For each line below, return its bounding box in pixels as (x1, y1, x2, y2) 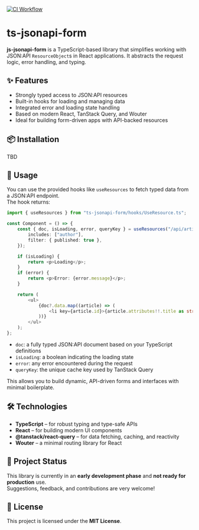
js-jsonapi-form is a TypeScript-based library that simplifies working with (6, 46, 187, 53)
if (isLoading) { (17, 253, 60, 259)
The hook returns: (6, 198, 51, 205)
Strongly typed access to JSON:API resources (15, 91, 128, 98)
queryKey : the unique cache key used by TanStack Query (15, 366, 154, 373)
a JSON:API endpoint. (6, 192, 60, 200)
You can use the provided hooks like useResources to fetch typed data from (6, 186, 189, 193)
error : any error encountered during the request (15, 359, 133, 367)
